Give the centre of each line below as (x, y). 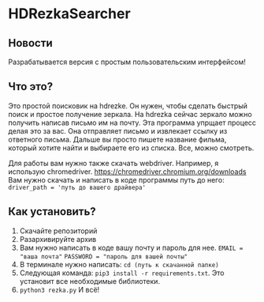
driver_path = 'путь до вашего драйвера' (77, 187)
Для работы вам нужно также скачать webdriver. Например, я (113, 163)
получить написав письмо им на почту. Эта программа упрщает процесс (132, 123)
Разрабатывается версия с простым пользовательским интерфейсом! (127, 62)
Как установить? (52, 211)
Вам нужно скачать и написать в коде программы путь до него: (116, 179)
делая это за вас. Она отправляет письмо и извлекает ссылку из (118, 130)
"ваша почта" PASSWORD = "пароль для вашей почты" (104, 257)
